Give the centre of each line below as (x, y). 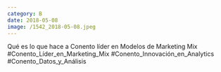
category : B (25, 14)
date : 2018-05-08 (33, 20)
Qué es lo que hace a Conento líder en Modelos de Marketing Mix (103, 47)
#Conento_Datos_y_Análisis (47, 62)
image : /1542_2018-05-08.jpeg (52, 27)
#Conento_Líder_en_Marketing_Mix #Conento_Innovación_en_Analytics (111, 54)
